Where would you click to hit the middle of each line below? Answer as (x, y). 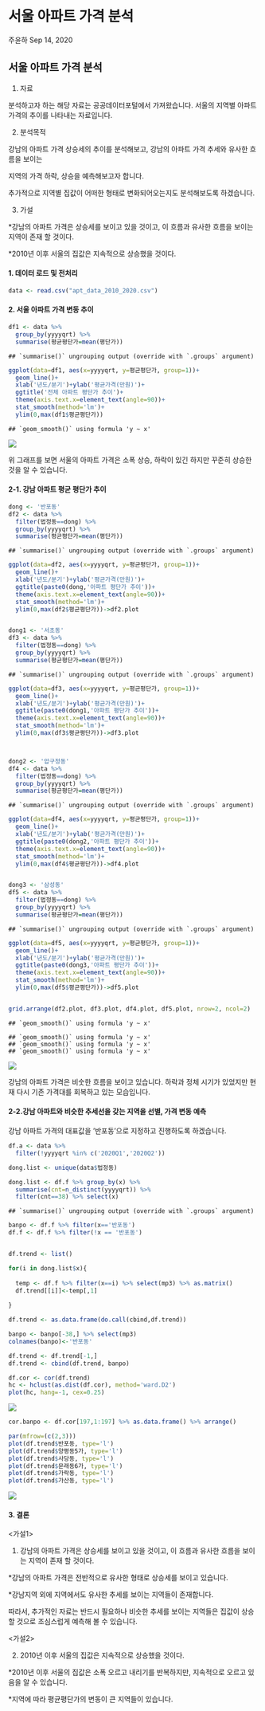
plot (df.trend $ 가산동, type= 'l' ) (61, 1481)
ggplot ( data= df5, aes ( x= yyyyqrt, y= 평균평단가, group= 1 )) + (104, 943)
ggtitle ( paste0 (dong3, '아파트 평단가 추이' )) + (87, 965)
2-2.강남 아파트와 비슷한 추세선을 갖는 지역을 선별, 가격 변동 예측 (107, 1112)
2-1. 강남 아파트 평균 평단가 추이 (57, 489)
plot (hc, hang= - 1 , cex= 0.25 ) (57, 1393)
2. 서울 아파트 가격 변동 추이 (51, 310)
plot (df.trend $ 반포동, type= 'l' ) (61, 1443)
